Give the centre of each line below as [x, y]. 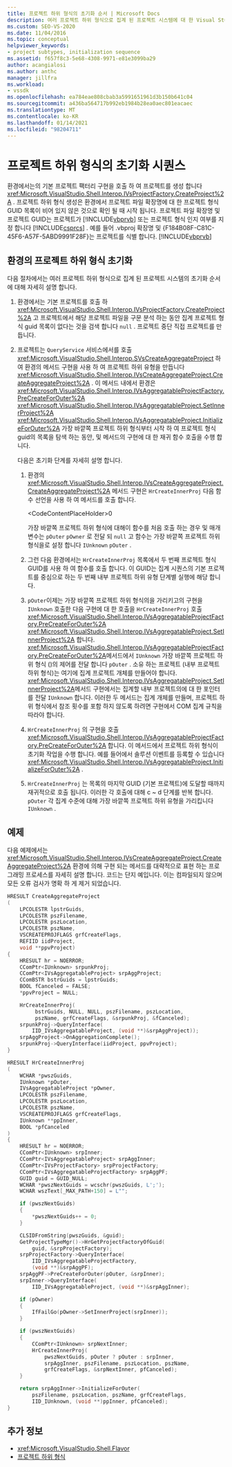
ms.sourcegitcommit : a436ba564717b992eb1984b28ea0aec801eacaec [100, 104]
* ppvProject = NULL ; [49, 993]
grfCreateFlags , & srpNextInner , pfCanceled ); [110, 1370]
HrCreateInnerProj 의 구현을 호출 [73, 729]
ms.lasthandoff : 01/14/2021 [48, 123]
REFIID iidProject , [48, 942]
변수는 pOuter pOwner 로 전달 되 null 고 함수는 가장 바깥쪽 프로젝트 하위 [124, 536]
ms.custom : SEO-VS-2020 [41, 26]
